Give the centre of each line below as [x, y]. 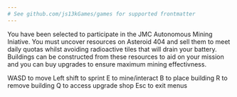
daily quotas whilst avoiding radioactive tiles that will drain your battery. [112, 49]
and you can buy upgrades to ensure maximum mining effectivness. [107, 64]
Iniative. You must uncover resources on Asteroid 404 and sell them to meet [119, 41]
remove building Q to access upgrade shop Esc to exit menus [97, 85]
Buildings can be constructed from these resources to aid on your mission [116, 57]
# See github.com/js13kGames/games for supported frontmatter [101, 14]
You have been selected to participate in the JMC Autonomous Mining [110, 34]
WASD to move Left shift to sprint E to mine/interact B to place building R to [117, 78]
